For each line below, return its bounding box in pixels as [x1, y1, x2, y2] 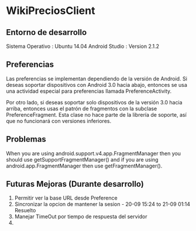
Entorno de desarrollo [6, 27, 87, 37]
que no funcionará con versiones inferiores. [6, 117, 112, 124]
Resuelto [14, 207, 36, 214]
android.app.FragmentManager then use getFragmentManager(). [6, 162, 163, 169]
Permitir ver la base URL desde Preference [14, 194, 118, 202]
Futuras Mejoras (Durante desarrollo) [6, 179, 145, 189]
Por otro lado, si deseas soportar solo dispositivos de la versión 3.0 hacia [6, 99, 183, 106]
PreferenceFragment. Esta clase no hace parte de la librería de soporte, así [6, 111, 187, 118]
